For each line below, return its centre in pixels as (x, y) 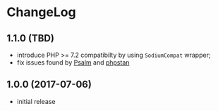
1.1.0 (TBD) (30, 38)
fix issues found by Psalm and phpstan (73, 63)
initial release (36, 101)
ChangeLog (41, 12)
